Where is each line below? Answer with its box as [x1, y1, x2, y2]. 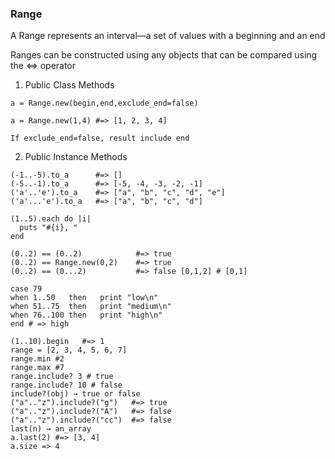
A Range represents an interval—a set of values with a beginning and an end [10, 30, 326, 42]
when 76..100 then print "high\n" [10, 310, 163, 321]
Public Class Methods [24, 79, 115, 91]
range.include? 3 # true [10, 372, 114, 382]
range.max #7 [10, 363, 65, 373]
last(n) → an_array [10, 424, 92, 434]
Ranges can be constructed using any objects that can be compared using [10, 49, 318, 61]
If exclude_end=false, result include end [10, 133, 190, 144]
